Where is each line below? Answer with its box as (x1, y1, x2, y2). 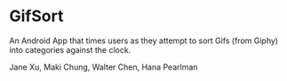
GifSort (9, 6, 64, 26)
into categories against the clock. (9, 44, 132, 55)
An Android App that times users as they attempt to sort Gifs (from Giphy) (9, 35, 278, 46)
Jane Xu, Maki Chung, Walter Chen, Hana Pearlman (9, 62, 198, 72)
